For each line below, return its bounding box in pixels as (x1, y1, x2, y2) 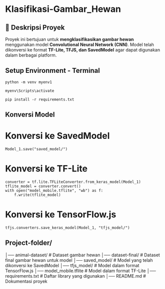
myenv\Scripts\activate (5, 88, 55, 93)
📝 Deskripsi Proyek (5, 23, 65, 32)
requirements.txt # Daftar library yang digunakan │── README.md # (5, 273, 146, 279)
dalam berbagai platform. (5, 52, 57, 58)
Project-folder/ (5, 239, 52, 247)
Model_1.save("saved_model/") (5, 147, 68, 152)
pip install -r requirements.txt (5, 97, 75, 102)
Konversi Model (5, 111, 55, 119)
